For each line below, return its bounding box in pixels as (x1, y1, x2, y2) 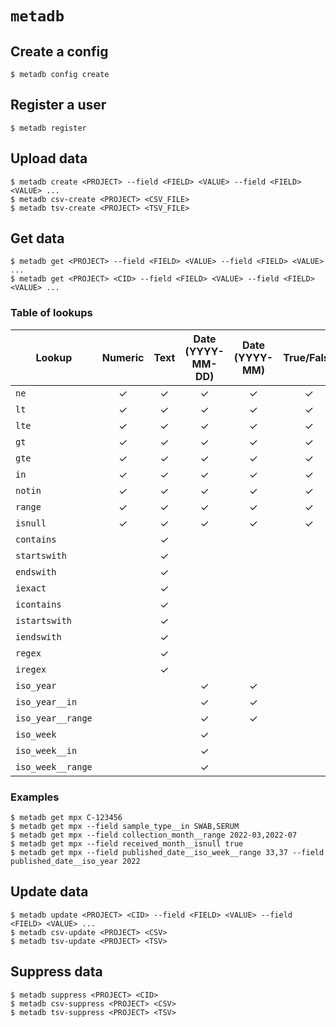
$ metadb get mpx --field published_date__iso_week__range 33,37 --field (10, 848, 325, 858)
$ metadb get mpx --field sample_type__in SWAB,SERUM (10, 822, 240, 832)
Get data (10, 230, 65, 247)
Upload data (10, 150, 88, 167)
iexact (15, 582, 47, 594)
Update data (10, 883, 89, 901)
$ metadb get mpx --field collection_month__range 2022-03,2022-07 (10, 830, 298, 841)
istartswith (15, 615, 73, 626)
